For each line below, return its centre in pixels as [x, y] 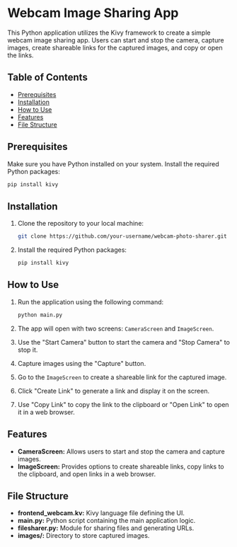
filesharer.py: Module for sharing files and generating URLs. [106, 528]
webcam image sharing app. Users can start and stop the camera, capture [116, 40]
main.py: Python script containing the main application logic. [106, 521]
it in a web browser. [46, 412]
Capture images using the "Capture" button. [82, 363]
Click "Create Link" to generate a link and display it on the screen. [114, 391]
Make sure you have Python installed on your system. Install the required [113, 163]
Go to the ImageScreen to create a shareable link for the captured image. [122, 377]
